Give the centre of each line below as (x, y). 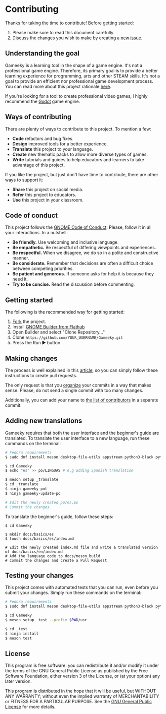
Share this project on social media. (48, 189)
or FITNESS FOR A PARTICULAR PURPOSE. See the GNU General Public (79, 702)
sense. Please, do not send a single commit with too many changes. (74, 390)
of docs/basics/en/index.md (34, 552)
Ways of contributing (38, 117)
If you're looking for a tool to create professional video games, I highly (76, 96)
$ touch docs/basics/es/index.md (40, 539)
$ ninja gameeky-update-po (33, 493)
